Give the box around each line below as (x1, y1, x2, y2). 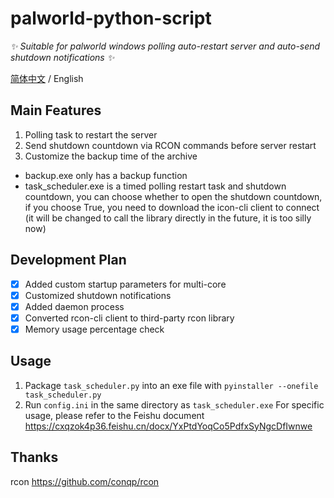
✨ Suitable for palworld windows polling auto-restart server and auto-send (10, 40, 321, 52)
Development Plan (10, 252, 127, 269)
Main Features (10, 102, 102, 119)
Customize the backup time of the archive (24, 150, 198, 162)
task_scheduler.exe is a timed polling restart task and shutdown (24, 180, 287, 192)
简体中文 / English (10, 72, 84, 84)
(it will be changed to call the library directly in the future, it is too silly (24, 212, 312, 224)
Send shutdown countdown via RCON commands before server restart (24, 139, 317, 151)
